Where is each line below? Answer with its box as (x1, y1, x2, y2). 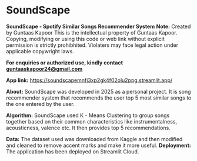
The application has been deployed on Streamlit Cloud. (6, 148, 139, 155)
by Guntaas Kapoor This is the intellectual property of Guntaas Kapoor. (6, 29, 178, 36)
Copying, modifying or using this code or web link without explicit (6, 35, 165, 42)
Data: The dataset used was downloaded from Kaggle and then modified (6, 135, 183, 142)
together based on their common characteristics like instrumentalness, (6, 118, 178, 125)
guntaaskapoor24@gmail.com (6, 65, 83, 72)
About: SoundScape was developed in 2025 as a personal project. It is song (6, 88, 191, 95)
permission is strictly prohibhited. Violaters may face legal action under (6, 42, 178, 49)
